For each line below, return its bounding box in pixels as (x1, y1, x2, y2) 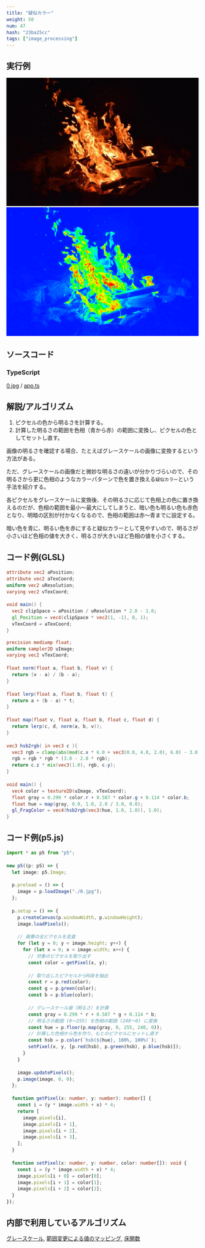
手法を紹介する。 (6, 483, 49, 490)
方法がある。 (6, 455, 38, 462)
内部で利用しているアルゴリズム (6, 1217, 126, 1228)
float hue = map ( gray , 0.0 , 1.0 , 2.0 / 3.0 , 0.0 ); (12, 801, 143, 807)
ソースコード (6, 349, 54, 360)
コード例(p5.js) (6, 832, 64, 843)
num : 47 (6, 23, 26, 29)
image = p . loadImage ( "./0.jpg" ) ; (17, 889, 103, 895)
